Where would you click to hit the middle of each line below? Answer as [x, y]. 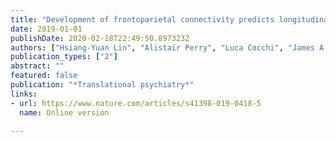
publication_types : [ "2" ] [64, 57]
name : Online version [64, 112]
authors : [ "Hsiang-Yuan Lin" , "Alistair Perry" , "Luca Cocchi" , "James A [167, 47]
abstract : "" [37, 66]
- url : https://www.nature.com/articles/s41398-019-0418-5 [136, 103]
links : [24, 94]
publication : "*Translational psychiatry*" [102, 85]
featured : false [44, 76]
